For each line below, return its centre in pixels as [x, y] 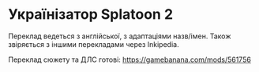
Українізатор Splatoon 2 [91, 14]
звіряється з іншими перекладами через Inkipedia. [94, 44]
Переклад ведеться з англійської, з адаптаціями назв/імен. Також [120, 36]
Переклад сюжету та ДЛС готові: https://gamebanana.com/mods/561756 [129, 59]
